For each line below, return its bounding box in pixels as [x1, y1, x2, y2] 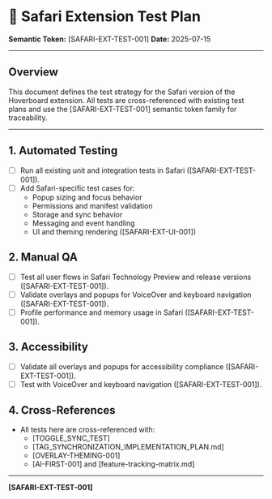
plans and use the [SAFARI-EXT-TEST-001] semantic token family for [8, 104, 237, 114]
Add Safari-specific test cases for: [19, 183, 135, 193]
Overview [8, 65, 59, 80]
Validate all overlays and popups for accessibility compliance [19, 361, 224, 372]
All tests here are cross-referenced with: [19, 425, 155, 435]
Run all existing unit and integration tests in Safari [19, 166, 185, 175]
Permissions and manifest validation [32, 200, 153, 210]
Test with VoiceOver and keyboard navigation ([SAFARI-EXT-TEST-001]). [19, 379, 262, 389]
